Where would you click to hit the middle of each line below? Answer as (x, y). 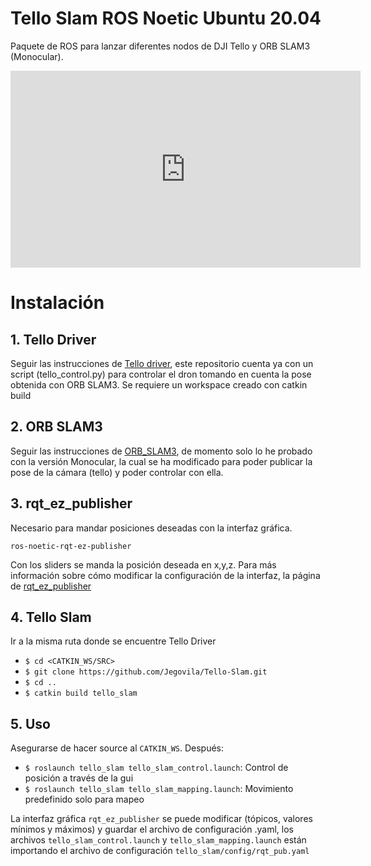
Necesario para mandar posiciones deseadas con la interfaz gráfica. (151, 528)
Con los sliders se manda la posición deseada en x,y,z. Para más (143, 564)
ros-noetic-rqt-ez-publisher (71, 546)
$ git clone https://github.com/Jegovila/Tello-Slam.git (146, 672)
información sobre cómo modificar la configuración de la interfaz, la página (165, 575)
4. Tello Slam (51, 617)
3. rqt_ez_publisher (71, 503)
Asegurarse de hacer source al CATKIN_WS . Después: (117, 748)
